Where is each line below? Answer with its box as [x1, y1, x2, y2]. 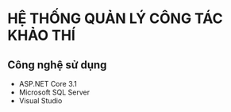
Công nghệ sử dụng [7, 58, 107, 71]
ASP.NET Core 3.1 [18, 79, 77, 88]
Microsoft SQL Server [18, 87, 90, 97]
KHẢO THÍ [7, 26, 76, 44]
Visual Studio [18, 96, 63, 105]
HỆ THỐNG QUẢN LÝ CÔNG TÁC [7, 10, 223, 28]
